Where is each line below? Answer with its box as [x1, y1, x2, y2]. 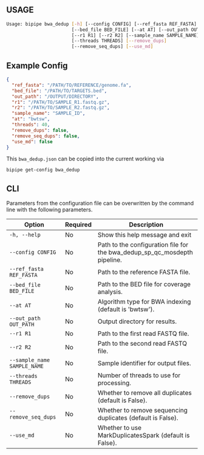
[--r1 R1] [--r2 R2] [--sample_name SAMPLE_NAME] [71, 32, 200, 38]
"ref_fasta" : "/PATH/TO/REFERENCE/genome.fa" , [12, 82, 132, 88]
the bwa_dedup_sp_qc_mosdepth [97, 248, 193, 257]
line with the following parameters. [6, 206, 93, 213]
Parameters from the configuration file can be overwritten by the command [6, 200, 194, 207]
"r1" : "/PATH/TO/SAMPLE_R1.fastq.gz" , [12, 99, 110, 105]
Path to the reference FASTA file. [97, 268, 191, 276]
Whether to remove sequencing [97, 406, 188, 415]
